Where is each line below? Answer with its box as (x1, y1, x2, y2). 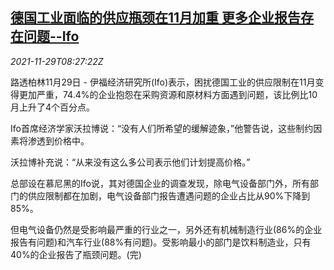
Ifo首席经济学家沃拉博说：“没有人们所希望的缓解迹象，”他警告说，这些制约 (10, 122, 314, 134)
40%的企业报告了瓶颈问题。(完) (10, 248, 142, 260)
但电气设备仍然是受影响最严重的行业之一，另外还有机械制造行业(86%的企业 (10, 223, 323, 235)
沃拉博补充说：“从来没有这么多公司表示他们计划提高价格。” (10, 156, 251, 168)
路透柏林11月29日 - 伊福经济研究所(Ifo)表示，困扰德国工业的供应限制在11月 (10, 76, 316, 88)
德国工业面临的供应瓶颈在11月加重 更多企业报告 (10, 9, 302, 27)
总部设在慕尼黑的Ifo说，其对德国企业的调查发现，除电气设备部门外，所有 (10, 177, 310, 189)
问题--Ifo (23, 28, 80, 45)
